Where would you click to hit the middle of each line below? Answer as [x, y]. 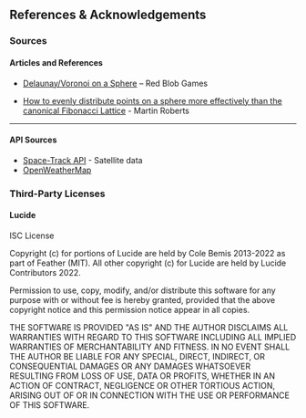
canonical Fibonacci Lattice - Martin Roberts [106, 110]
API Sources [33, 140]
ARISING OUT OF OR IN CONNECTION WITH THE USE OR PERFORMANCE [149, 395]
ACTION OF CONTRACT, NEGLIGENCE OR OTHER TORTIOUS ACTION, [143, 385]
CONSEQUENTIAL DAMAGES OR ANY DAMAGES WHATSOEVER [130, 366]
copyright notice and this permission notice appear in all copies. [130, 309]
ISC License [32, 235]
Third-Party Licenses [58, 193]
